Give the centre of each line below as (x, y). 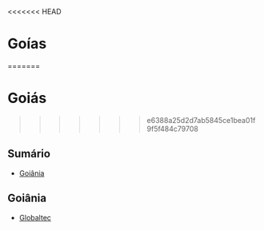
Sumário (29, 154)
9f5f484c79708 (173, 129)
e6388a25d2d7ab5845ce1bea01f (201, 120)
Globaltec (35, 217)
